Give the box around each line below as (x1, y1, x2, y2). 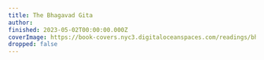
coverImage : (8, 33, 47, 41)
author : (8, 19, 34, 26)
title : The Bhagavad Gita (8, 11, 93, 19)
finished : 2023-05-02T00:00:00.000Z (8, 26, 128, 34)
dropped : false (8, 41, 58, 48)
